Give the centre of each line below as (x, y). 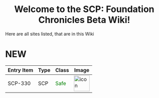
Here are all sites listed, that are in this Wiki (50, 34)
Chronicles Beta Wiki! (84, 20)
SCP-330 (19, 83)
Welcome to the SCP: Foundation (84, 9)
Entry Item (21, 70)
